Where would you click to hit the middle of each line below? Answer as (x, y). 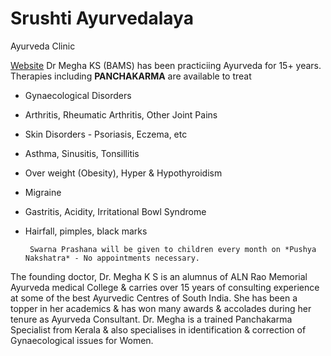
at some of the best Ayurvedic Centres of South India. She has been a (154, 298)
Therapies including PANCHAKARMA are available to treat (131, 76)
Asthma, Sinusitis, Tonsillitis (82, 153)
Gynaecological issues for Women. (82, 340)
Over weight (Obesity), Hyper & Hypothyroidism (123, 173)
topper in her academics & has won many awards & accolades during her (161, 308)
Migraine (43, 192)
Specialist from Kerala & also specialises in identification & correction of (158, 329)
